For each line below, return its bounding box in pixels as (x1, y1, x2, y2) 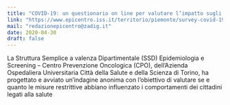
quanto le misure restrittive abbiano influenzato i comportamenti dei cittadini (7, 83, 222, 91)
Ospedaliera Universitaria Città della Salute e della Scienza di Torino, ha (7, 69, 209, 77)
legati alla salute (7, 90, 53, 99)
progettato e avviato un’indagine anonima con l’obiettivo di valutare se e (7, 76, 210, 84)
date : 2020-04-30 (7, 29, 57, 36)
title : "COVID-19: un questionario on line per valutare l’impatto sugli (7, 10, 222, 17)
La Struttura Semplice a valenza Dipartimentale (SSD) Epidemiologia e (7, 54, 205, 62)
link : (7, 16, 23, 23)
